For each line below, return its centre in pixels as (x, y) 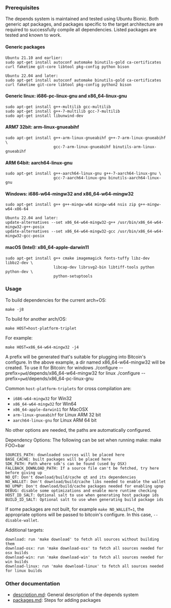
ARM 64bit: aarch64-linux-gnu (39, 162)
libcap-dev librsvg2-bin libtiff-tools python (104, 267)
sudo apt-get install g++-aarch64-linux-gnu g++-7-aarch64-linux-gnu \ (83, 174)
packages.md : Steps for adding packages (57, 600)
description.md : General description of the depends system (76, 595)
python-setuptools (73, 276)
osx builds (17, 553)
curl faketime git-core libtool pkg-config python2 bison (68, 85)
